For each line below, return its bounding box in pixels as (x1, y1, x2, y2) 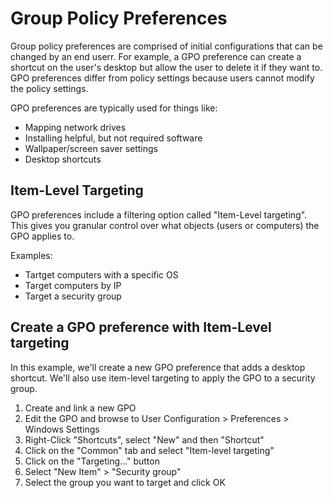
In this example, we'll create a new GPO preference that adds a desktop (10, 361, 306, 373)
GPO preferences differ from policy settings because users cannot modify (10, 72, 315, 84)
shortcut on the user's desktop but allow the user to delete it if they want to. (10, 61, 323, 73)
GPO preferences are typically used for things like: (10, 102, 218, 114)
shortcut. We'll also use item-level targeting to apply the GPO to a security (10, 372, 316, 384)
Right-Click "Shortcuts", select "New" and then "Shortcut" (24, 433, 265, 446)
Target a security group (24, 290, 122, 302)
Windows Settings (24, 423, 100, 435)
